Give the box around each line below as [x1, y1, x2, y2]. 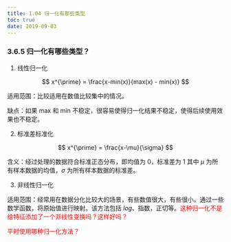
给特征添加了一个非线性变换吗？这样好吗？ [7, 212, 128, 221]
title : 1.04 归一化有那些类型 [7, 10, 86, 17]
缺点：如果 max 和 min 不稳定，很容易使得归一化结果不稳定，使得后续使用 [7, 106, 217, 114]
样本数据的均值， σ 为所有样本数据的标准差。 [12, 166, 140, 174]
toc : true [7, 16, 36, 23]
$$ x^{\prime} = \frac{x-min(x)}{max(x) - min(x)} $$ [41, 77, 190, 86]
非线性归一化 [16, 180, 54, 189]
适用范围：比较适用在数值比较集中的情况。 [7, 91, 128, 100]
